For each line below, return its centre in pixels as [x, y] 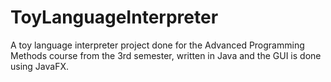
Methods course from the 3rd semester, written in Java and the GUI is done [166, 55]
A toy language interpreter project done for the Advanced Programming [157, 45]
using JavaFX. [40, 66]
